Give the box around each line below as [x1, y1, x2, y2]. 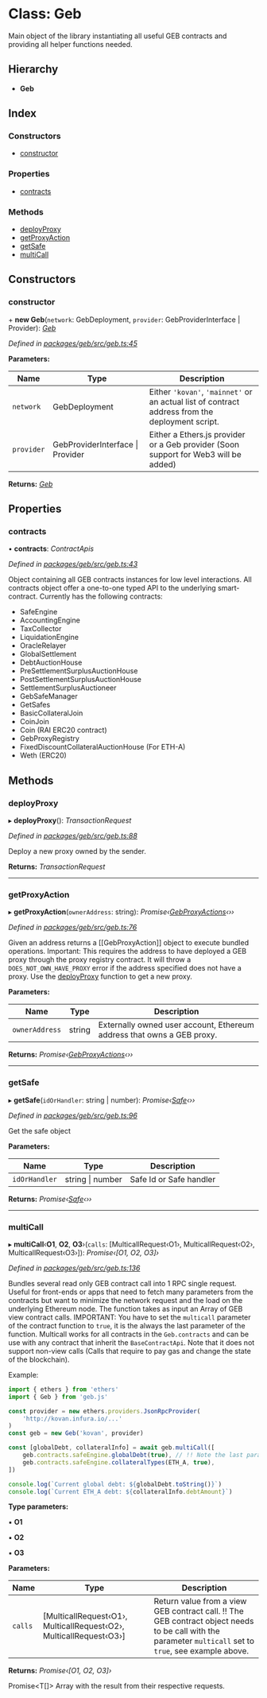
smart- [217, 583, 240, 593]
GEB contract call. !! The [153, 1606, 244, 1617]
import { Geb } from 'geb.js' [8, 1393, 109, 1401]
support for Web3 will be [149, 448, 242, 459]
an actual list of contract [149, 396, 240, 407]
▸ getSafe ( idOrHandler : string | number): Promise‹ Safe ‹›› [8, 1095, 195, 1105]
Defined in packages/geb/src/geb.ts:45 [8, 339, 137, 348]
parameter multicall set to [153, 1635, 255, 1646]
